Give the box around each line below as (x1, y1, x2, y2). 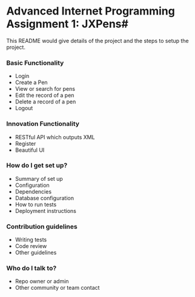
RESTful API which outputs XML (15, 133, 95, 140)
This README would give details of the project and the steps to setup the (6, 37, 189, 44)
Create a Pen (15, 79, 48, 86)
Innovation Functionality (6, 120, 80, 128)
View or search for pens (15, 85, 76, 93)
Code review (15, 243, 47, 250)
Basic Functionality (6, 59, 64, 67)
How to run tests (15, 201, 57, 208)
